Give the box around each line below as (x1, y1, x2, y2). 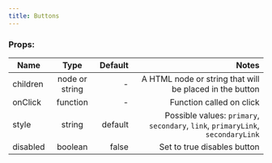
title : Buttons (8, 11, 60, 20)
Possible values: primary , (164, 109, 260, 121)
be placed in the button (171, 83, 260, 94)
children (12, 78, 44, 89)
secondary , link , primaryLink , (149, 119, 260, 131)
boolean (56, 141, 88, 152)
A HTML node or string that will (141, 73, 260, 84)
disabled (12, 141, 45, 152)
